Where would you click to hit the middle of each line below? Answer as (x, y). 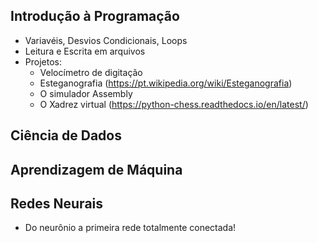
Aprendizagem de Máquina (96, 169)
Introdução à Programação (95, 16)
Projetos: (43, 61)
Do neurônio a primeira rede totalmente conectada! (130, 228)
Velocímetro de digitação (91, 72)
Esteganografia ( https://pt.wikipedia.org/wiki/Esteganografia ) (166, 83)
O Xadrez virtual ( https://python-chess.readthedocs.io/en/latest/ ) (174, 104)
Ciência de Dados (66, 135)
